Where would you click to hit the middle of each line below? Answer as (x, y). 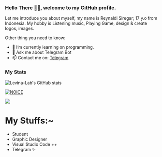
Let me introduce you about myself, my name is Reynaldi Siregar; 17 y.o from (81, 18)
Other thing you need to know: (35, 38)
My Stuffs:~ (29, 121)
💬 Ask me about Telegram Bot (42, 52)
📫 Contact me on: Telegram (40, 58)
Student (20, 134)
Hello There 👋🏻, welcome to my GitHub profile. (60, 8)
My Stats (16, 72)
